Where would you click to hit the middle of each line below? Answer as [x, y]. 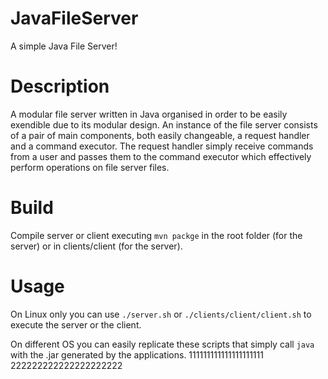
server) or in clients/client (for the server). [96, 246]
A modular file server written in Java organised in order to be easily [149, 114]
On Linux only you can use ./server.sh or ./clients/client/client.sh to [161, 314]
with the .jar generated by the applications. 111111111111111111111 [137, 354]
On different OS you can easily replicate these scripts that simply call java [162, 344]
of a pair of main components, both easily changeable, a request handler [160, 135]
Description [60, 86]
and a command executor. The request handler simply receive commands [162, 146]
